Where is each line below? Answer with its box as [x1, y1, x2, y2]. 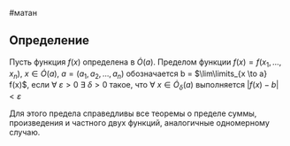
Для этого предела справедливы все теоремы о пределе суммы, [9, 108, 257, 119]
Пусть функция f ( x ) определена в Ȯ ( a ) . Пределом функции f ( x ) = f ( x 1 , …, [9, 57, 282, 69]
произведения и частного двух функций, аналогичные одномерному [9, 118, 270, 128]
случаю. [9, 127, 41, 138]
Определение [9, 33, 90, 48]
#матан [9, 8, 38, 18]
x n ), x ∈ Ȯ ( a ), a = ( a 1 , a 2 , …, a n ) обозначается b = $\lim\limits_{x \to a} [9, 68, 268, 81]
